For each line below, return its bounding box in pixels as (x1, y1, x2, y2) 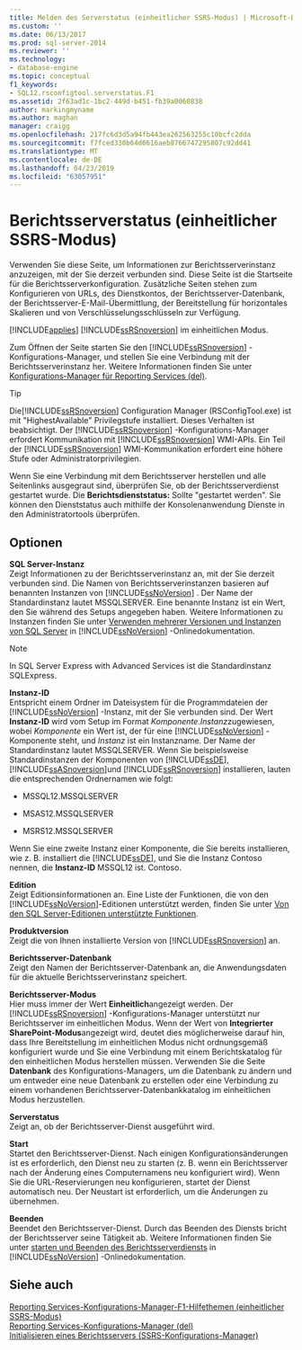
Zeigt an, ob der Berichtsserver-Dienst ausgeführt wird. (9, 1121, 215, 1132)
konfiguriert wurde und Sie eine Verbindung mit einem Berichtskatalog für (9, 1046, 283, 1057)
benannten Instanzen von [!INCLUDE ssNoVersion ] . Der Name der (9, 588, 253, 598)
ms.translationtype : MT (9, 147, 99, 155)
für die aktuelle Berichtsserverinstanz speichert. (9, 972, 188, 982)
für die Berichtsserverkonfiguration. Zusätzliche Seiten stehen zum (9, 279, 258, 289)
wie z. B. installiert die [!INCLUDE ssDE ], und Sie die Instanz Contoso (9, 853, 262, 863)
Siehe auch (9, 1277, 74, 1292)
